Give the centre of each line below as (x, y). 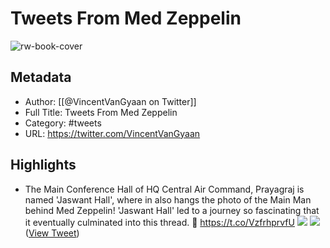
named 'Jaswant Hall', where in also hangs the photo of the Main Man (168, 199)
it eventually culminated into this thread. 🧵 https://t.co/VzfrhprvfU (159, 222)
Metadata (41, 77)
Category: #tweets (63, 123)
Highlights (43, 165)
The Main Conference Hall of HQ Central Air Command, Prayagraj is (164, 189)
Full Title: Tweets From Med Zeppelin (101, 112)
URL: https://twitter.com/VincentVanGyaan (112, 133)
